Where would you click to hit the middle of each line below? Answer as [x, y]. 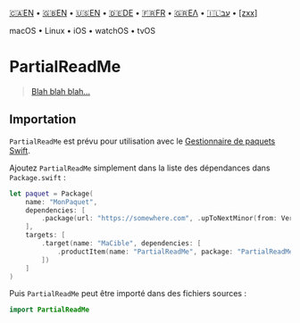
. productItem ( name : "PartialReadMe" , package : [145, 252]
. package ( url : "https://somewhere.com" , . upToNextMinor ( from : [159, 219]
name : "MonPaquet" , [62, 202]
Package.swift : [38, 177]
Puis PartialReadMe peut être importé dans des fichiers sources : [128, 294]
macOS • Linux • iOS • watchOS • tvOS [83, 31]
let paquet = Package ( [51, 194]
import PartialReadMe [50, 310]
